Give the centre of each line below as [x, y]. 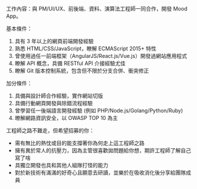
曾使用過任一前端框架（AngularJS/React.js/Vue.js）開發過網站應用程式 [101, 56]
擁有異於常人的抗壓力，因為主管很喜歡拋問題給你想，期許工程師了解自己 [103, 150]
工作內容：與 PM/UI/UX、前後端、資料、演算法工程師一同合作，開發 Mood [97, 9]
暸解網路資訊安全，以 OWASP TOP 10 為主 [66, 118]
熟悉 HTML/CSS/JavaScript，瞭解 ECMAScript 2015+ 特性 [85, 48]
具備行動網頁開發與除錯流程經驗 [54, 103]
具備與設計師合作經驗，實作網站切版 [59, 96]
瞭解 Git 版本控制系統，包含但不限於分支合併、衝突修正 [82, 71]
